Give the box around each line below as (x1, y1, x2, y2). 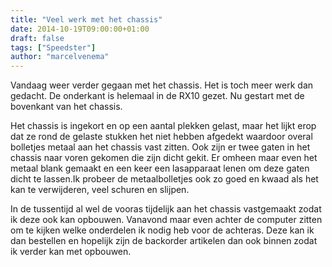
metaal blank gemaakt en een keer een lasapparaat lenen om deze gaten (10, 162, 310, 175)
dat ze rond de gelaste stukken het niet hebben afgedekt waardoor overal (10, 131, 313, 143)
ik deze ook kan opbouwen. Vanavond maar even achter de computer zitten (10, 214, 323, 226)
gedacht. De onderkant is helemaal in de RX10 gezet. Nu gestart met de (10, 90, 305, 102)
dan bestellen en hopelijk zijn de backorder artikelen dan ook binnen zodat (10, 235, 318, 247)
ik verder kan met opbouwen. (10, 246, 132, 258)
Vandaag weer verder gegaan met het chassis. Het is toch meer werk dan (10, 79, 314, 91)
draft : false (10, 33, 65, 43)
